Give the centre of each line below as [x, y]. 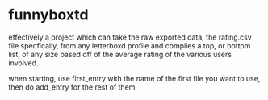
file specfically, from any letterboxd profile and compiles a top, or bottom [130, 45]
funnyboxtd [48, 15]
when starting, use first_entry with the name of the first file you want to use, [134, 78]
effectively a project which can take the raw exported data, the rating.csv [130, 37]
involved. [23, 63]
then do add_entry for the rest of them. [73, 87]
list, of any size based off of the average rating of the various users [120, 54]
